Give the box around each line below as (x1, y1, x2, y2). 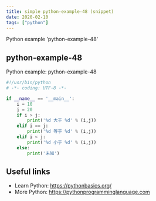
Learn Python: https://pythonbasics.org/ (14, 182, 112, 189)
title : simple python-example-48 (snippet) (6, 8, 114, 15)
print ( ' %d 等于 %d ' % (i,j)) (27, 129, 97, 135)
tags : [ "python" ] (6, 19, 49, 25)
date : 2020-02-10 (6, 14, 49, 20)
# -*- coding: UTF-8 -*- (6, 85, 67, 91)
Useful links (6, 166, 51, 176)
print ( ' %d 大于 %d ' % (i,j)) (27, 118, 97, 123)
